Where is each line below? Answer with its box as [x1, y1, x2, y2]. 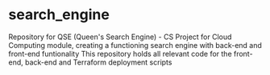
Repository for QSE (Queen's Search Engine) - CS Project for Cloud [8, 32, 232, 41]
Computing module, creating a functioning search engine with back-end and [8, 40, 262, 49]
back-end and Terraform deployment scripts [24, 57, 172, 67]
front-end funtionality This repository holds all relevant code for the [8, 49, 232, 58]
